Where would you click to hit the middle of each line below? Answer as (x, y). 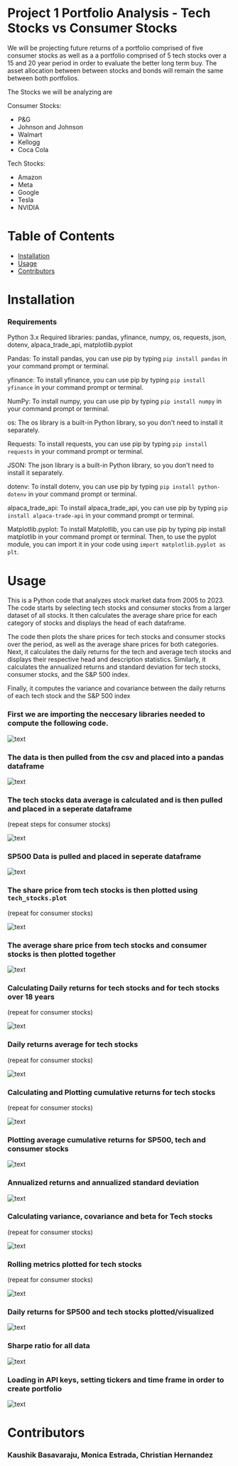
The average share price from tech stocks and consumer (107, 945)
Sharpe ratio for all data (49, 1346)
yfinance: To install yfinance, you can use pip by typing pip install (107, 380)
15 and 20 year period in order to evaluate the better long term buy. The (112, 63)
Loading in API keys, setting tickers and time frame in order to (116, 1379)
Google (28, 192)
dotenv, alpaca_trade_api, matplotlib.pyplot (70, 345)
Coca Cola (33, 149)
